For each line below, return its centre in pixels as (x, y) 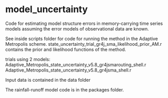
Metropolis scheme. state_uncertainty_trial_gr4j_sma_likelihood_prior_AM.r (84, 44)
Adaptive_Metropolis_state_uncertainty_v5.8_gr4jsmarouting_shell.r (76, 64)
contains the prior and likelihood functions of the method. (66, 49)
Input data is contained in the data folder (48, 80)
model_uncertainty (46, 9)
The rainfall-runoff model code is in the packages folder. (65, 89)
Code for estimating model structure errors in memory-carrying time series (84, 23)
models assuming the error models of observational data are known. (77, 28)
